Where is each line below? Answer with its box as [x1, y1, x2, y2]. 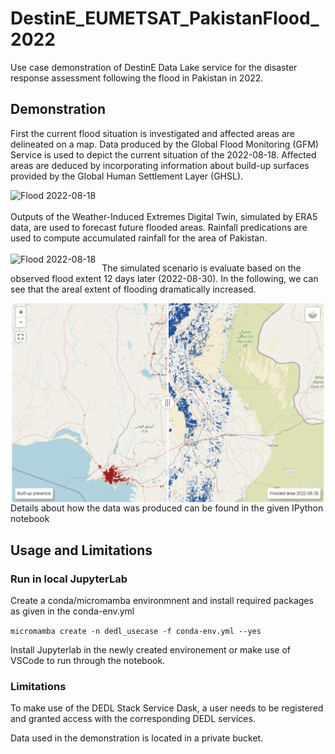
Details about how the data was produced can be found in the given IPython [10, 502, 324, 514]
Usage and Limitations [10, 542, 153, 559]
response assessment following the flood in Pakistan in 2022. [10, 72, 264, 84]
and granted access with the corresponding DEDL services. [10, 713, 256, 725]
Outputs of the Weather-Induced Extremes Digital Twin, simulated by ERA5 [10, 210, 318, 222]
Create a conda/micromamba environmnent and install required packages [10, 595, 314, 607]
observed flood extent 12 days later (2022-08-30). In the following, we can [10, 272, 319, 284]
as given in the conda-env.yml [10, 605, 135, 617]
